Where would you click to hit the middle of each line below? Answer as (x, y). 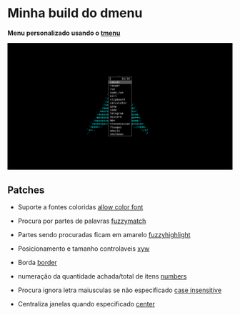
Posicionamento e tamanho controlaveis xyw (84, 249)
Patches (26, 190)
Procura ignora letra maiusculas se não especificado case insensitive (120, 290)
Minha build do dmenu (75, 13)
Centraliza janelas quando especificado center (86, 304)
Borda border (37, 263)
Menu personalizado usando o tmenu (64, 33)
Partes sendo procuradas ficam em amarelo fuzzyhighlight (104, 235)
